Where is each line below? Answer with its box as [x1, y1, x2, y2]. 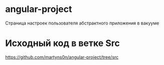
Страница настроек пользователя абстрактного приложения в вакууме [5, 20, 159, 26]
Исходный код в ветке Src [5, 37, 120, 49]
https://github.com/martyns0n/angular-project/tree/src [5, 54, 119, 60]
